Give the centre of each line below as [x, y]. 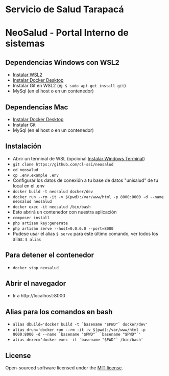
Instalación [23, 146]
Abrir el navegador [36, 284]
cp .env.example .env [35, 175]
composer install [31, 218]
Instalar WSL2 [27, 75]
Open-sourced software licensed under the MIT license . [64, 368]
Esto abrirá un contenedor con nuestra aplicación [65, 212]
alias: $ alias [27, 239]
